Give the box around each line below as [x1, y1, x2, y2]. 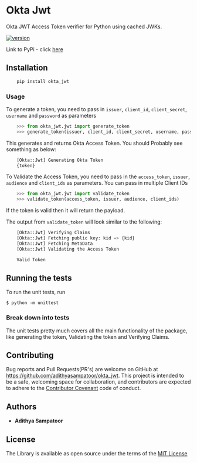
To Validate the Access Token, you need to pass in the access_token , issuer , [6, 173, 191, 180]
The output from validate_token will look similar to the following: [6, 218, 162, 225]
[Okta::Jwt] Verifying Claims [16, 230, 91, 236]
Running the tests [6, 273, 72, 283]
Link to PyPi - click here [6, 45, 63, 53]
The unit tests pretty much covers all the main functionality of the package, [6, 327, 188, 334]
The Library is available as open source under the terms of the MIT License [6, 450, 188, 457]
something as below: [6, 145, 57, 153]
